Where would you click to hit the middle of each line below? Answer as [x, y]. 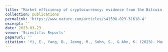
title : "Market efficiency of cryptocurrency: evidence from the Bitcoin [84, 10]
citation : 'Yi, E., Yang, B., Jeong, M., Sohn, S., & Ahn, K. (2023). [80, 42]
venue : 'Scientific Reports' [35, 33]
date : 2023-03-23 [23, 28]
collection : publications [32, 14]
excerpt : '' [17, 24]
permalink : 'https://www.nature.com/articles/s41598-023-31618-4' [76, 19]
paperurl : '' [19, 38]
